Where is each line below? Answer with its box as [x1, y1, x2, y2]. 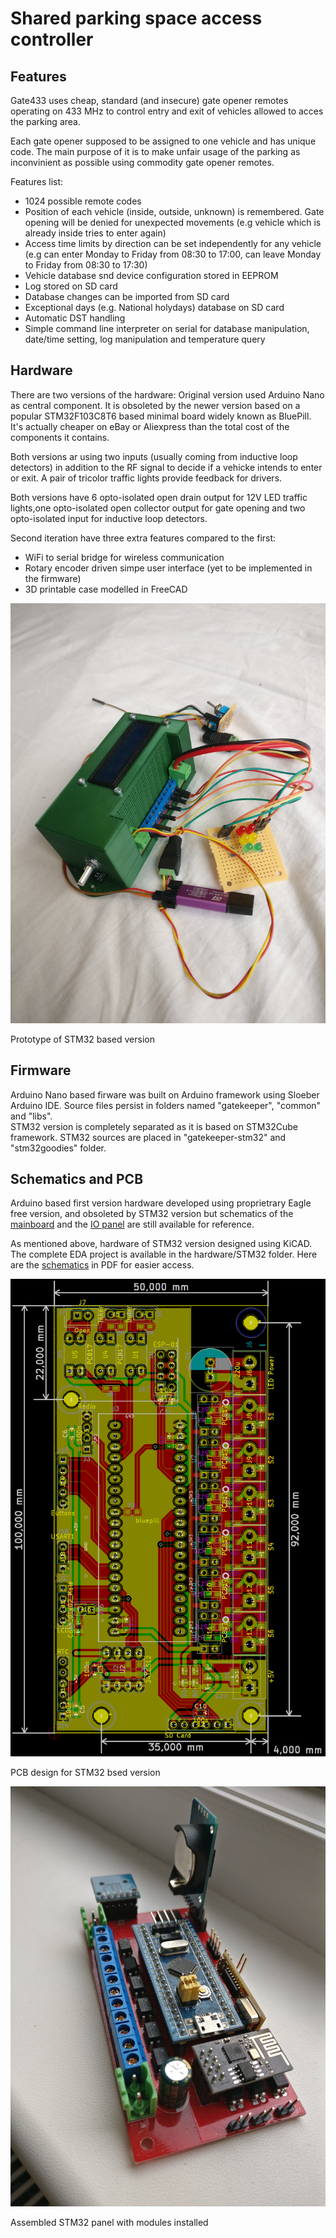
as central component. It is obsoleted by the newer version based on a [10, 399, 301, 411]
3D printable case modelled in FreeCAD [24, 583, 188, 595]
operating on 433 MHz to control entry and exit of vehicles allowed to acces [10, 105, 324, 117]
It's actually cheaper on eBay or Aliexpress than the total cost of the [10, 420, 290, 432]
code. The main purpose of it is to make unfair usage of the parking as [10, 146, 301, 157]
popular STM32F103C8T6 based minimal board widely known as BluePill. [10, 410, 312, 422]
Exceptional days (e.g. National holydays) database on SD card [24, 302, 285, 313]
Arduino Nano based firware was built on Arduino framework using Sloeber [10, 1088, 320, 1101]
